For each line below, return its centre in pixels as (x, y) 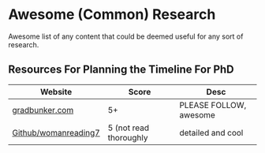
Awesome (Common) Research (112, 15)
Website (56, 91)
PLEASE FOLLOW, (213, 105)
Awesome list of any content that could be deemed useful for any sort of (126, 36)
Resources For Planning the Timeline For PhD (121, 70)
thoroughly (128, 137)
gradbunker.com (43, 110)
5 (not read (129, 128)
